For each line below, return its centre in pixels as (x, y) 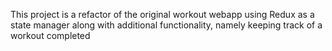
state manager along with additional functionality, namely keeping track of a (166, 25)
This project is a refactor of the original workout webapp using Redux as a (162, 14)
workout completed (50, 35)
